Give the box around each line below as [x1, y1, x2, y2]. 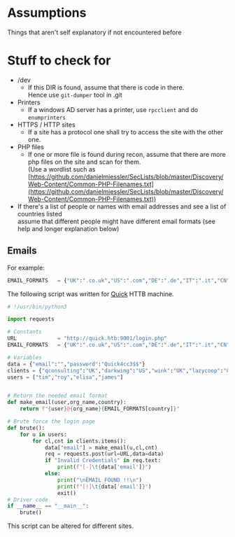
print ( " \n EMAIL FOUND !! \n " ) [57, 476, 142, 484]
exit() [57, 489, 77, 496]
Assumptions [7, 5, 87, 21]
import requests [7, 316, 55, 323]
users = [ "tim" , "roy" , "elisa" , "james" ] [7, 373, 124, 381]
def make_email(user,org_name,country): [7, 399, 127, 406]
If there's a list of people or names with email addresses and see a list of [17, 202, 227, 211]
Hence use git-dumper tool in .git [27, 90, 122, 99]
